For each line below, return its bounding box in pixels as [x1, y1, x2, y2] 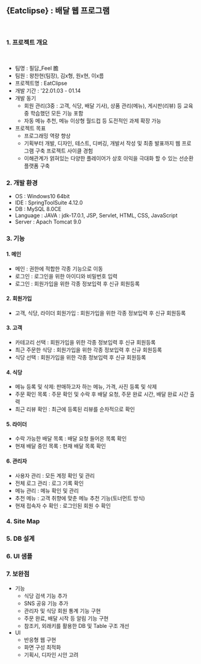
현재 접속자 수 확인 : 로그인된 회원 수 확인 [14, 502, 111, 509]
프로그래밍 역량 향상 [23, 132, 71, 139]
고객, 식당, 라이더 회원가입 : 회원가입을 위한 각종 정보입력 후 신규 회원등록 [14, 309, 186, 317]
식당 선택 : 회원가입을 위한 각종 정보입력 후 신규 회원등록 [14, 353, 146, 361]
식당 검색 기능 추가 [23, 592, 68, 599]
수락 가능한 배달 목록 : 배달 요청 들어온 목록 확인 [14, 435, 127, 442]
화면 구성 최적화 [23, 644, 61, 651]
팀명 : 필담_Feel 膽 [14, 65, 59, 72]
